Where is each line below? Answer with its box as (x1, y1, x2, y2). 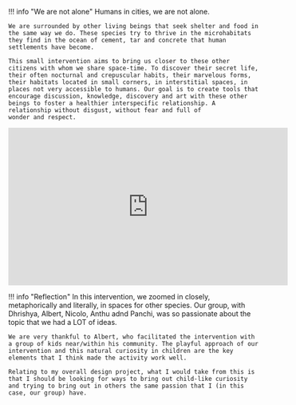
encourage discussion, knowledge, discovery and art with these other (8, 92, 248, 100)
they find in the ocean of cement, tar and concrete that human (8, 36, 227, 44)
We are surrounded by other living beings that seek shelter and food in (8, 22, 259, 30)
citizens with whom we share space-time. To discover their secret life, (8, 64, 259, 72)
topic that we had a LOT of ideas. (8, 318, 117, 327)
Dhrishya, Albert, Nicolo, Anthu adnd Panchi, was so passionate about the (8, 309, 251, 319)
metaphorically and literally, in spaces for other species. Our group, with (8, 300, 246, 310)
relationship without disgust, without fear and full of (8, 106, 202, 114)
